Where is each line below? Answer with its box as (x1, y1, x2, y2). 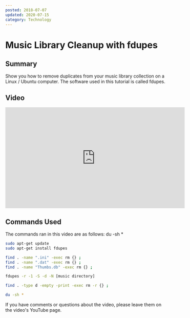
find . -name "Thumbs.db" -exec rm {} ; (5, 265, 93, 270)
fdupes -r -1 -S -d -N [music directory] (5, 274, 95, 279)
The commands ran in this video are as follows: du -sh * (5, 231, 124, 237)
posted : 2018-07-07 (5, 7, 47, 13)
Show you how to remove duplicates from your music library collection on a (5, 73, 165, 79)
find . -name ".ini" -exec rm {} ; (5, 255, 81, 260)
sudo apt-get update (5, 241, 50, 246)
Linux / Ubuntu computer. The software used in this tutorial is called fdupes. (5, 78, 165, 85)
